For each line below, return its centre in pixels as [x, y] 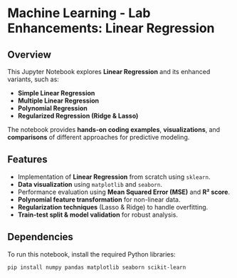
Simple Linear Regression [56, 93]
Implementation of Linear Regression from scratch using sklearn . [114, 177]
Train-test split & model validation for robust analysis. [98, 215]
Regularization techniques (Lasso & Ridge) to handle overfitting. [113, 207]
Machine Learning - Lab [79, 13]
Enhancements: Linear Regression [111, 28]
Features [27, 159]
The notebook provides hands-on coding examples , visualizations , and [114, 129]
